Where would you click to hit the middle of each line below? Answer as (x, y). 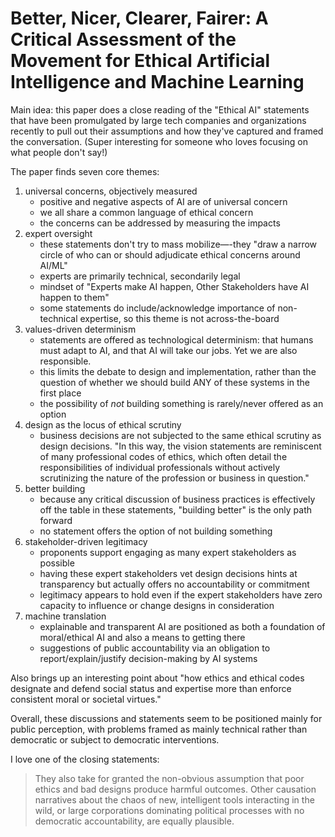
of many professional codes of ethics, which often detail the (163, 456)
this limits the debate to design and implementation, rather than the (178, 371)
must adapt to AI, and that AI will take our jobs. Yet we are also (168, 350)
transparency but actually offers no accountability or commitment (174, 584)
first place (60, 393)
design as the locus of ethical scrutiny (103, 424)
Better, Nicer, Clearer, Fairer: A (139, 18)
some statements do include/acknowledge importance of (157, 308)
